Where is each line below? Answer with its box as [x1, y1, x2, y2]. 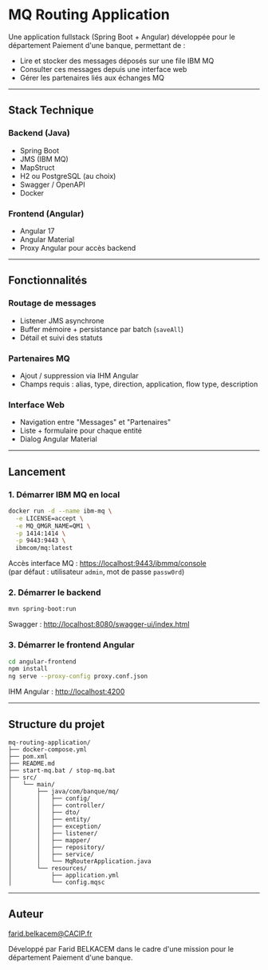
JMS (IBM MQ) [19, 154, 69, 164]
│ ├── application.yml [8, 872, 120, 880]
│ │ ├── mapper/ [8, 837, 91, 845]
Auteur [8, 908, 44, 921]
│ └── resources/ [8, 865, 88, 873]
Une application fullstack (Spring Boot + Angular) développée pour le [8, 32, 235, 42]
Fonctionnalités [8, 274, 88, 287]
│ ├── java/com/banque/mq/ [8, 788, 120, 796]
